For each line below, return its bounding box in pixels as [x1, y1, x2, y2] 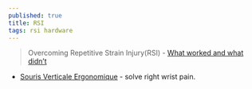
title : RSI [8, 19, 45, 27]
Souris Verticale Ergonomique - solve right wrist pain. [19, 72, 196, 82]
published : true [8, 11, 62, 20]
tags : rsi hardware [8, 26, 73, 34]
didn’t [27, 56, 47, 66]
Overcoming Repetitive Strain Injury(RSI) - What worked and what [27, 48, 244, 58]
